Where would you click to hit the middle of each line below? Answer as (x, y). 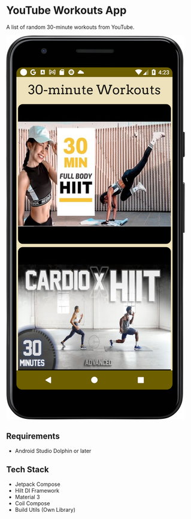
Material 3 (27, 497)
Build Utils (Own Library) (45, 509)
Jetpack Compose (38, 484)
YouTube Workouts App (66, 10)
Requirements (33, 436)
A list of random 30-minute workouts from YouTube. (70, 27)
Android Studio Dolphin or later (53, 451)
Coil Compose (32, 503)
